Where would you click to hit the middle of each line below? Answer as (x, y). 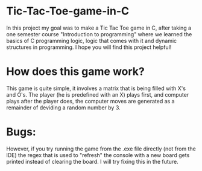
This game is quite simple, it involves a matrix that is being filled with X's (96, 88)
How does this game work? (75, 72)
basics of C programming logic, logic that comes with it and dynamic (92, 40)
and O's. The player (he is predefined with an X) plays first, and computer (98, 94)
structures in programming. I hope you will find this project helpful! (89, 47)
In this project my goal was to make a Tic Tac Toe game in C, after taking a (99, 28)
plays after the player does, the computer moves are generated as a (90, 101)
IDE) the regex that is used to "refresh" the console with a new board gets (98, 155)
